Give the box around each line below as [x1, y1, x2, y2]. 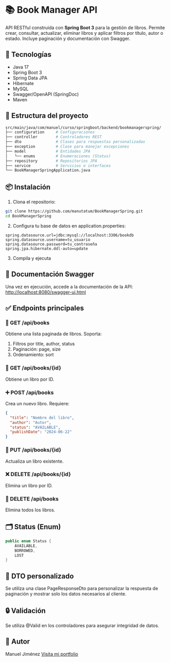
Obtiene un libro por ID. [5, 376, 55, 382]
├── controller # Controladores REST [5, 134, 102, 140]
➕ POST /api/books [5, 389, 54, 396]
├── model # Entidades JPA [5, 149, 91, 154]
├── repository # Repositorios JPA [5, 158, 97, 163]
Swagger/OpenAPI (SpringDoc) [12, 91, 79, 97]
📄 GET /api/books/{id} [5, 364, 61, 371]
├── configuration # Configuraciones [5, 130, 95, 135]
